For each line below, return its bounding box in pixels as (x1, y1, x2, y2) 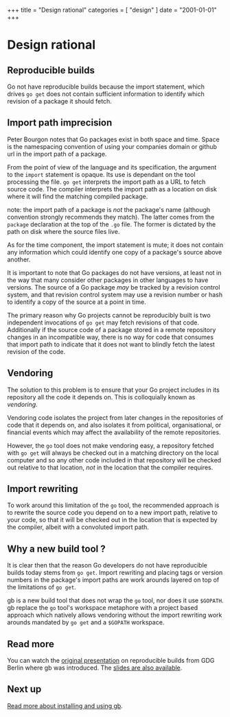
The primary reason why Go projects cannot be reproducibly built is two (7, 311, 211, 319)
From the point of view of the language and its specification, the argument (7, 163, 217, 171)
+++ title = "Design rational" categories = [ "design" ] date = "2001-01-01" (7, 6, 218, 14)
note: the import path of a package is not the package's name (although (7, 205, 211, 213)
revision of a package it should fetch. (7, 97, 112, 105)
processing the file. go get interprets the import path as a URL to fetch (7, 178, 206, 186)
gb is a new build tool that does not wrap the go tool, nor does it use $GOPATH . (7, 596, 224, 604)
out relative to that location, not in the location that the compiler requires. (7, 463, 214, 471)
